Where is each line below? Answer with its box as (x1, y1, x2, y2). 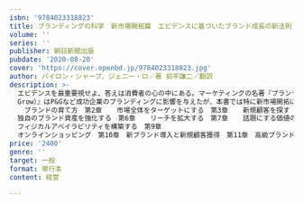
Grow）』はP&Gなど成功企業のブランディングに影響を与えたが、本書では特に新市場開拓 (17, 97, 290, 106)
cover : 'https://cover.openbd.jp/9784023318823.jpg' (9, 64, 212, 73)
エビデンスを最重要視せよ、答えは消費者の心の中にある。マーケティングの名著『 (17, 88, 272, 97)
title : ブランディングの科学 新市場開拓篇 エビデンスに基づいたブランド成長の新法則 (9, 22, 292, 31)
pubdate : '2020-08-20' (9, 55, 95, 64)
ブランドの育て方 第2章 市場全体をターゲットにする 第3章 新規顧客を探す (23, 106, 290, 115)
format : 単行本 (9, 164, 62, 173)
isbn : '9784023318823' (9, 13, 95, 23)
